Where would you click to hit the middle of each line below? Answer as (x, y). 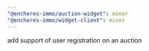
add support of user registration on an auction (75, 40)
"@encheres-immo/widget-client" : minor (66, 20)
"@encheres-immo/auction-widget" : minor (68, 14)
